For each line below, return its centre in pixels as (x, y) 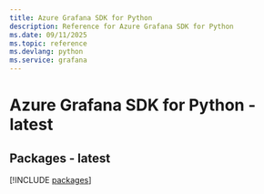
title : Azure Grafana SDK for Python (81, 18)
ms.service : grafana (49, 60)
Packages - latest (60, 158)
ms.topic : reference (49, 43)
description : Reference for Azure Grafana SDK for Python (122, 26)
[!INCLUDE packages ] (51, 180)
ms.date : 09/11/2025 (49, 35)
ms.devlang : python (46, 52)
